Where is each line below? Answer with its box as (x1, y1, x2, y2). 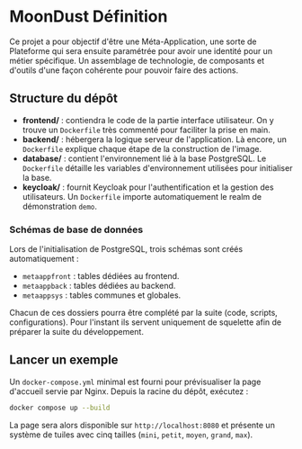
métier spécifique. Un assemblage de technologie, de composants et (9, 55, 265, 66)
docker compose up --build (9, 403, 111, 412)
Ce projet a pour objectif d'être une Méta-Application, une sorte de (9, 36, 258, 47)
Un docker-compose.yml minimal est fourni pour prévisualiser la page (9, 376, 262, 387)
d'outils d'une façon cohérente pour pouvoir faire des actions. (9, 65, 239, 76)
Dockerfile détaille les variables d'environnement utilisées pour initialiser (22, 162, 293, 173)
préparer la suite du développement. (9, 327, 144, 337)
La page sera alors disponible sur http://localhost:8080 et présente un (9, 419, 276, 430)
